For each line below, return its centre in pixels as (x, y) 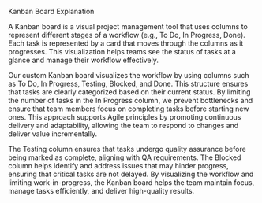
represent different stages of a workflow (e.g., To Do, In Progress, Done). (127, 35)
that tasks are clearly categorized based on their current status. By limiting (129, 92)
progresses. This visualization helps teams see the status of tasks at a (122, 52)
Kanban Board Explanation (51, 11)
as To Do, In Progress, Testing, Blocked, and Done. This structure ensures (128, 83)
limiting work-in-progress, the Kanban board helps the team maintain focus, (131, 183)
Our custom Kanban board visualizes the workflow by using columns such (129, 75)
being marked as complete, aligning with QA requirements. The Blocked (125, 157)
